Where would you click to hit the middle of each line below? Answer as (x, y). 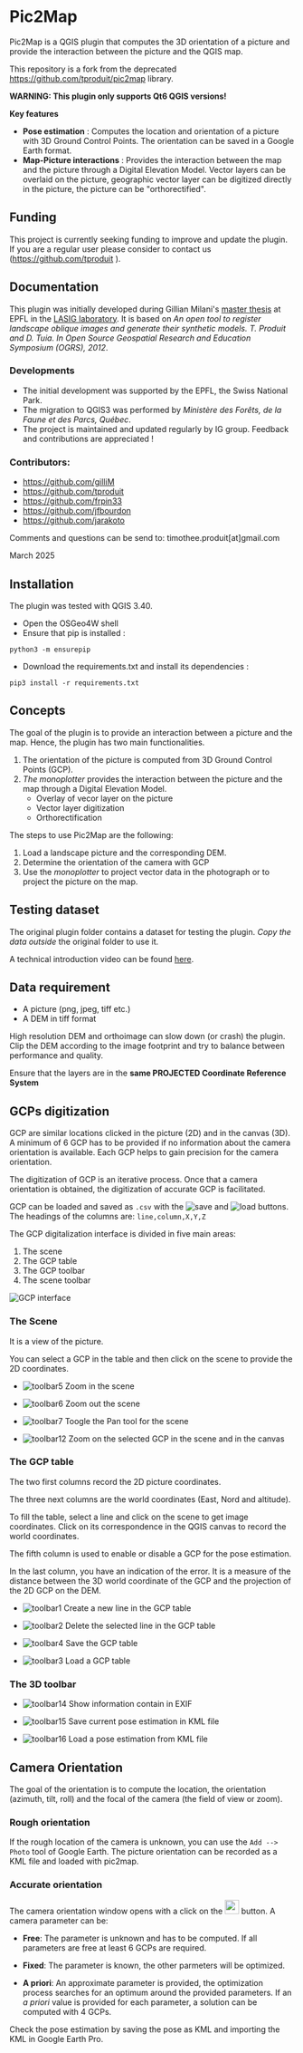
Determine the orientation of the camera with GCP (116, 862)
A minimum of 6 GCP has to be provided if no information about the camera (150, 1142)
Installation (42, 584)
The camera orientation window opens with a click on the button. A (142, 1911)
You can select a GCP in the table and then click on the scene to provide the (151, 1359)
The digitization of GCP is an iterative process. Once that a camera (133, 1180)
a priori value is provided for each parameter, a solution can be (140, 2002)
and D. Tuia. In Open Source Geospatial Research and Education (130, 338)
